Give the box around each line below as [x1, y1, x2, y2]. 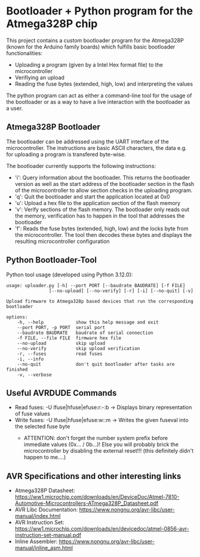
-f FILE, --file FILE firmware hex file [17, 335, 121, 341]
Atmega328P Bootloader [6, 122, 100, 133]
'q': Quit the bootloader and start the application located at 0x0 [14, 193, 170, 200]
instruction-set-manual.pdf [14, 532, 82, 539]
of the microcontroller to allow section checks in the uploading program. [14, 186, 193, 194]
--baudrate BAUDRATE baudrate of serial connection [17, 330, 153, 336]
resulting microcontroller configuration [14, 237, 110, 245]
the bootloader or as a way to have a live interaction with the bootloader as [6, 98, 190, 106]
